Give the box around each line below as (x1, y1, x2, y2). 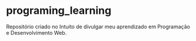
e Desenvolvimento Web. (6, 29, 67, 36)
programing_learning (6, 4, 112, 17)
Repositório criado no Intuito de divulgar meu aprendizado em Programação (6, 23, 190, 30)
